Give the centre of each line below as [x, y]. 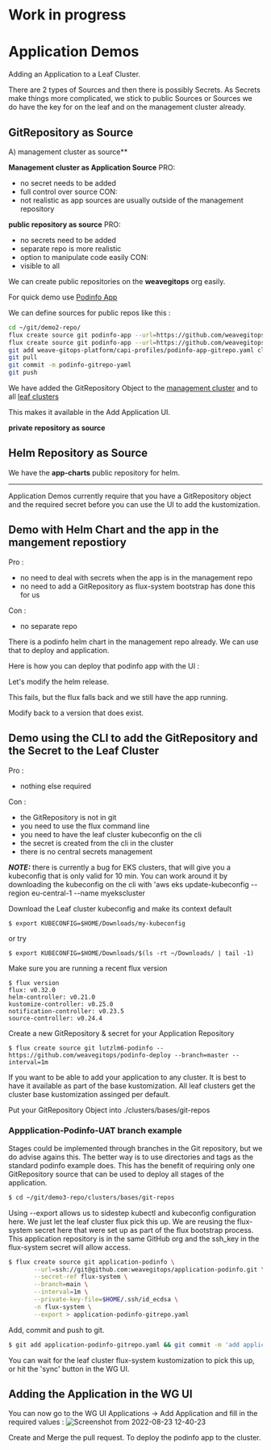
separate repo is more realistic [71, 249]
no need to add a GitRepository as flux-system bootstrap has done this [138, 586]
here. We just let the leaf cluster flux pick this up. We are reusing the [122, 1222]
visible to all [40, 266]
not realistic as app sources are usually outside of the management [131, 200]
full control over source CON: [69, 191]
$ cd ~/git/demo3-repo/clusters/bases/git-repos [92, 1197]
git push [23, 373]
